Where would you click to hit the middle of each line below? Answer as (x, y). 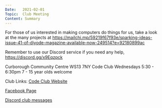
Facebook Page (21, 91)
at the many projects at (28, 37)
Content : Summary (23, 18)
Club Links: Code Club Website (36, 81)
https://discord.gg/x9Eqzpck (34, 57)
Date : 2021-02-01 (25, 9)
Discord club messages (29, 100)
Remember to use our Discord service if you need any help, (65, 52)
